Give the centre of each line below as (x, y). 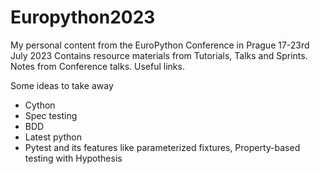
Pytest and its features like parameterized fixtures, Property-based (162, 147)
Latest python (53, 137)
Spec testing (51, 115)
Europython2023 (83, 17)
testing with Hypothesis (73, 158)
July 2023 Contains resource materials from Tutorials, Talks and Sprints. (159, 55)
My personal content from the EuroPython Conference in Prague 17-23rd (160, 45)
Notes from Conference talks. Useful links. (97, 66)
